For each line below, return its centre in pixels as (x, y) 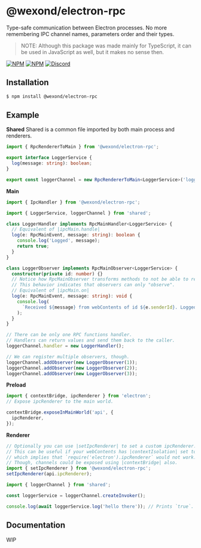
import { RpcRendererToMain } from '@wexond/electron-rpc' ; (83, 147)
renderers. (19, 136)
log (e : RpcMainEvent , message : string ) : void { (72, 296)
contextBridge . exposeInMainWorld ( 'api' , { (60, 412)
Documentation (36, 525)
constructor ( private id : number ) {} (57, 274)
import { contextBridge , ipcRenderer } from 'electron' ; (79, 396)
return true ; (33, 246)
